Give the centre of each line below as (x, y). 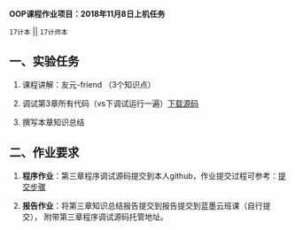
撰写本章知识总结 (53, 122)
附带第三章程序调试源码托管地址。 (106, 217)
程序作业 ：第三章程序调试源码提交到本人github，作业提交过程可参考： (150, 175)
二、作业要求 (44, 153)
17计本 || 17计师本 (39, 31)
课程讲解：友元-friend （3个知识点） (89, 84)
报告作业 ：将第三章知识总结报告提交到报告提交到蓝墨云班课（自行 (142, 205)
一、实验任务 (44, 61)
